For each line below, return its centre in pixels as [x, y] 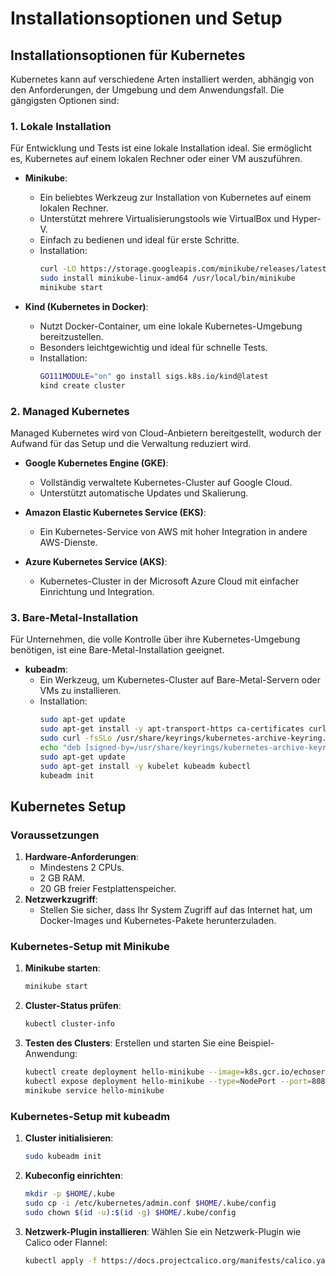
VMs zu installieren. [80, 691]
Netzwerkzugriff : [61, 899]
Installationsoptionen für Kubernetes [128, 55]
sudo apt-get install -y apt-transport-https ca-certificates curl [183, 729]
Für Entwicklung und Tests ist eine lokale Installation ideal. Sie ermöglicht [161, 148]
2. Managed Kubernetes [70, 411]
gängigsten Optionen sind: [65, 100]
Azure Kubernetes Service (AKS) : [96, 561]
